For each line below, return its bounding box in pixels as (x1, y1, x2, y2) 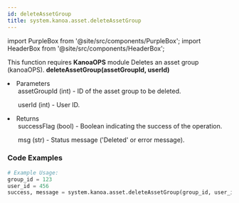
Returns (16, 114, 39, 123)
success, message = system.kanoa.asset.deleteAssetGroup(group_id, (7, 189, 212, 196)
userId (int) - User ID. (17, 100, 80, 109)
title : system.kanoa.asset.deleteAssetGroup (7, 17, 142, 24)
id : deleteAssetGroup (7, 10, 72, 18)
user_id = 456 (7, 182, 50, 190)
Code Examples (7, 153, 63, 163)
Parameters (16, 79, 51, 87)
